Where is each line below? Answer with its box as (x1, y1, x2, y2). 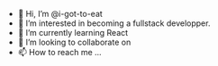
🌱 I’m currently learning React (17, 28, 129, 37)
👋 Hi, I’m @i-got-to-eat (17, 9, 104, 19)
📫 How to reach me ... (17, 47, 102, 57)
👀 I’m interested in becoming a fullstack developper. (17, 18, 211, 29)
